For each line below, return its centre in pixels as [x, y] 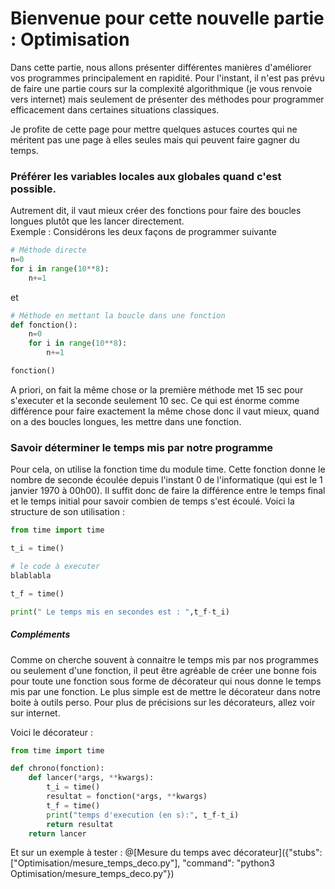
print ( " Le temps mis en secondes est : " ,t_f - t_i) [120, 612]
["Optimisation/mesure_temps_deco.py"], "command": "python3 [142, 863]
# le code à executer [55, 567]
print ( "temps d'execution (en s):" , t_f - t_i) [143, 815]
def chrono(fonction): [57, 768]
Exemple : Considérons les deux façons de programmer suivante [143, 232]
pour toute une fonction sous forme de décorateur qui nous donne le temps [166, 681]
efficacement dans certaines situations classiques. [115, 109]
